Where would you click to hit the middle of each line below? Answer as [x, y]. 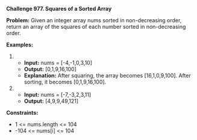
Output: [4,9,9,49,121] [51, 101]
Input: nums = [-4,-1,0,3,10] [58, 63]
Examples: [20, 45]
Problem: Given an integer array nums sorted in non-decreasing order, [94, 20]
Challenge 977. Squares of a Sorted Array [59, 9]
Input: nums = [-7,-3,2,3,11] [58, 95]
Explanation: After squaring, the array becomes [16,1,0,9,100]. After [107, 75]
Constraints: [22, 113]
